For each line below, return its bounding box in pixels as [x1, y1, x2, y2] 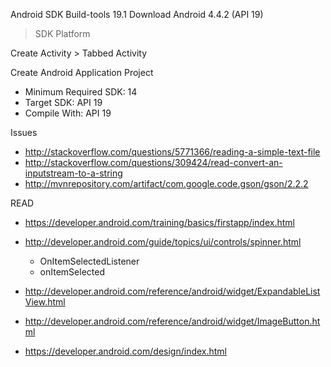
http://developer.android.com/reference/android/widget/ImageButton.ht [24, 315, 321, 327]
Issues [10, 127, 38, 138]
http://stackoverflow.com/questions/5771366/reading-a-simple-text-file [24, 146, 321, 158]
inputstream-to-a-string [24, 167, 123, 179]
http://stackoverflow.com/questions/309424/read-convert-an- [24, 157, 283, 168]
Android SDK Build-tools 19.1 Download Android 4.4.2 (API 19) [10, 9, 264, 20]
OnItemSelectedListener [39, 255, 140, 267]
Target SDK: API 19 [24, 97, 103, 108]
